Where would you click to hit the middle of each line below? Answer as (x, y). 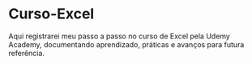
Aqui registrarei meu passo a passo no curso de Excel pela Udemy (120, 36)
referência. (26, 53)
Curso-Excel (51, 14)
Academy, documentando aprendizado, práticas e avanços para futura (126, 44)
